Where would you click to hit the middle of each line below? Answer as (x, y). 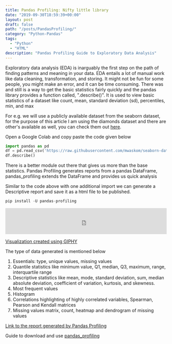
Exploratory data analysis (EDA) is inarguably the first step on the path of (82, 68)
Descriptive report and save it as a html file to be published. (68, 192)
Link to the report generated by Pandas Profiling (56, 326)
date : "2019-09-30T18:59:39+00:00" (43, 15)
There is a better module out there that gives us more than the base (77, 165)
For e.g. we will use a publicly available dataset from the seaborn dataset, (83, 116)
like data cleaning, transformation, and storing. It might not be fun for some (84, 79)
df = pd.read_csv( (25, 151)
